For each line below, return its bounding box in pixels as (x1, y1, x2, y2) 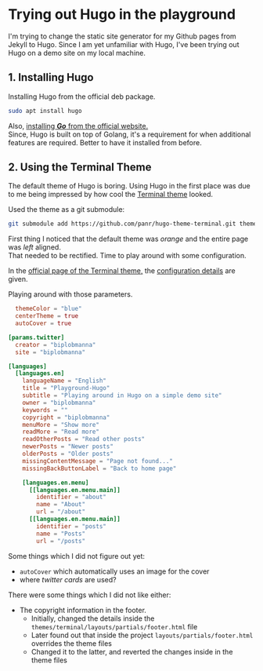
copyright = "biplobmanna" (22, 414, 110, 421)
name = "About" (36, 501, 86, 509)
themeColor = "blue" (15, 305, 82, 313)
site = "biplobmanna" (15, 348, 86, 356)
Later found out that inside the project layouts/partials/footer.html (31, 630, 254, 640)
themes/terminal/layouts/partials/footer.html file (31, 622, 198, 631)
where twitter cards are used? (19, 574, 117, 584)
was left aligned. (8, 243, 61, 252)
